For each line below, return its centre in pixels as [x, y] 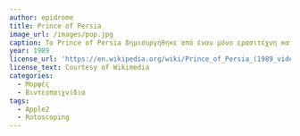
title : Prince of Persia [55, 26]
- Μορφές [33, 84]
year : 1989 [29, 51]
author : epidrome [42, 17]
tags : [19, 101]
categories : [31, 76]
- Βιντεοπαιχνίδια [52, 92]
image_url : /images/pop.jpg [62, 34]
